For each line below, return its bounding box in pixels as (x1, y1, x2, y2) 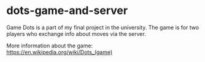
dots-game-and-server (6, 4, 128, 18)
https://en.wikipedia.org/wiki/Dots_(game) (6, 48, 113, 55)
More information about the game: (6, 42, 93, 49)
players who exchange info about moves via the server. (6, 30, 146, 37)
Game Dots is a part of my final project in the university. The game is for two (6, 24, 199, 31)
